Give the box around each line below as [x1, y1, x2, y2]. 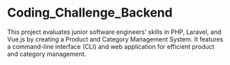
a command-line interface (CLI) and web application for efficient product [7, 42, 215, 50]
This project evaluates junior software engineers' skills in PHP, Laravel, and [7, 28, 222, 36]
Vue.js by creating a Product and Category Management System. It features [7, 35, 224, 43]
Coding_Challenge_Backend [7, 5, 173, 21]
